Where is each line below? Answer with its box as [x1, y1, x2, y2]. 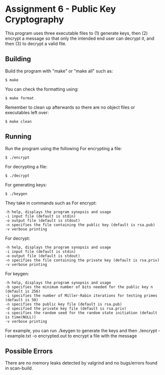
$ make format [5, 95, 34, 100]
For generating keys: [5, 182, 47, 187]
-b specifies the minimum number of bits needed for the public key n [5, 284, 153, 289]
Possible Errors [5, 347, 53, 355]
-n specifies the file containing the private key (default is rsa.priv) [5, 257, 160, 263]
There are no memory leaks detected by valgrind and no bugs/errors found [5, 360, 158, 366]
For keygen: [5, 271, 30, 277]
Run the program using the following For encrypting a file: [5, 145, 122, 151]
